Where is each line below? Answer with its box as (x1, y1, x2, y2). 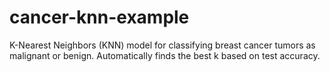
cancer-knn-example (9, 6, 190, 29)
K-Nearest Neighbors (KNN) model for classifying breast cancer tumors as (9, 39, 316, 51)
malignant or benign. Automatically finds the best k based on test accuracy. (9, 49, 321, 61)
